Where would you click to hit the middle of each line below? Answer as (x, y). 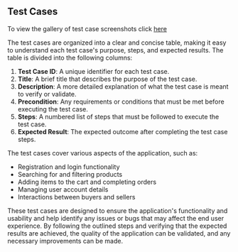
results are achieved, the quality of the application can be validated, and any (119, 233)
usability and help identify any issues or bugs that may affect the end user (116, 218)
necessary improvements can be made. (65, 241)
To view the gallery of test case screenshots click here (87, 28)
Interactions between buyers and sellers (76, 197)
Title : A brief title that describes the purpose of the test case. (107, 79)
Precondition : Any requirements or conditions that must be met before (121, 102)
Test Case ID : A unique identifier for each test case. (93, 71)
